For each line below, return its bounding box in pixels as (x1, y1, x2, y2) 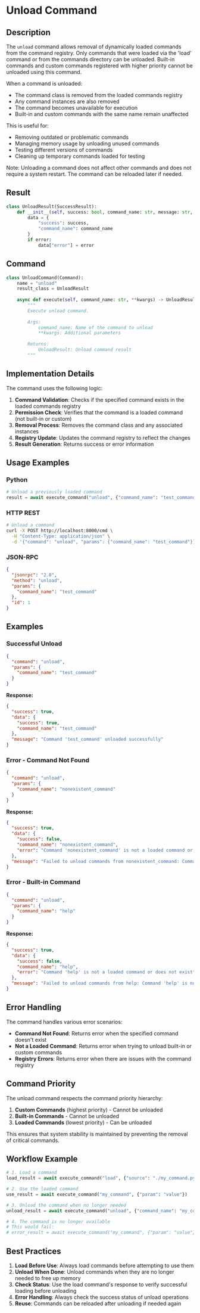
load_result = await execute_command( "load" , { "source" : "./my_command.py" (6, 1175, 198, 1181)
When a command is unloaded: (6, 80, 83, 87)
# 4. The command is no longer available (6, 1218, 111, 1225)
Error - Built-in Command (6, 878, 81, 886)
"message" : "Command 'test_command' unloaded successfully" (11, 737, 164, 743)
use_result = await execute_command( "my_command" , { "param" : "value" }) (6, 1191, 187, 1197)
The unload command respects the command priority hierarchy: (6, 1094, 163, 1101)
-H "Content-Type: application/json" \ (11, 533, 111, 539)
